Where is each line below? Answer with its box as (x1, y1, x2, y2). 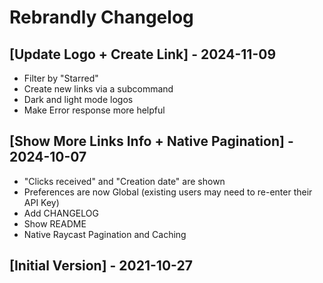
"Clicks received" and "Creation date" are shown (23, 175, 226, 187)
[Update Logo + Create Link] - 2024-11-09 (9, 46, 277, 63)
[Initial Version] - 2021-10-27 (9, 257, 193, 275)
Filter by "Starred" (23, 72, 99, 84)
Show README (23, 217, 87, 230)
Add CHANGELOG (23, 207, 99, 219)
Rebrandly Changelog (9, 6, 194, 29)
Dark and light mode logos (23, 94, 134, 105)
